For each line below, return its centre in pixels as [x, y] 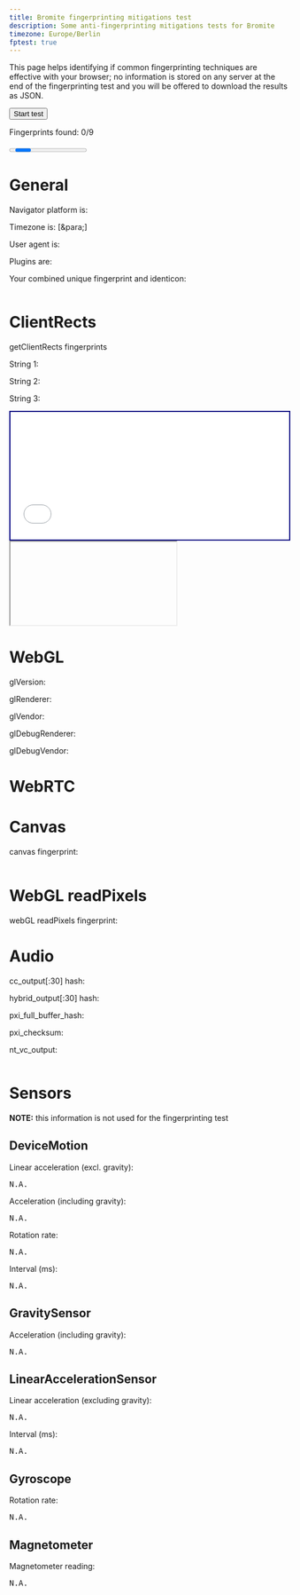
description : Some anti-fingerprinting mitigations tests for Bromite [142, 26]
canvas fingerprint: [44, 852]
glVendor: [27, 716]
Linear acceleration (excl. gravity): [72, 1167]
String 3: [25, 399]
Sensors [41, 1094]
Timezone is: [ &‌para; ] [48, 227]
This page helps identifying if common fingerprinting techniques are [134, 67]
